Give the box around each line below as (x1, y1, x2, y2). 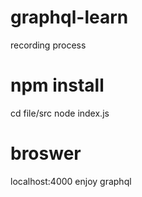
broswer (10, 142, 82, 165)
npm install (10, 74, 105, 97)
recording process (10, 39, 87, 51)
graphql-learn (10, 6, 129, 29)
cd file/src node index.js (10, 107, 110, 119)
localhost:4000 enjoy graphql (10, 175, 132, 187)
